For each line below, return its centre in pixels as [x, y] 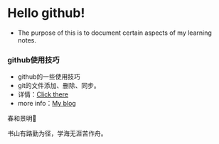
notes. [27, 40]
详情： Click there [43, 94]
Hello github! [46, 13]
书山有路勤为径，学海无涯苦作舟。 [57, 133]
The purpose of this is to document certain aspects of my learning [114, 33]
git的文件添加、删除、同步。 [59, 86]
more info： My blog [47, 104]
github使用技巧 [33, 60]
